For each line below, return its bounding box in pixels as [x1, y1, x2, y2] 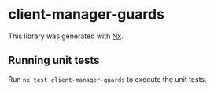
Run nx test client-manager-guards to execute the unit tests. [8, 74, 207, 83]
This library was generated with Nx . [8, 31, 124, 41]
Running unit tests [8, 54, 100, 67]
